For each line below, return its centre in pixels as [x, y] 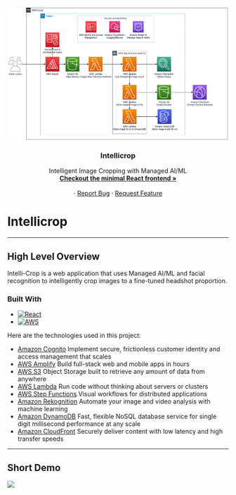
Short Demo [34, 468]
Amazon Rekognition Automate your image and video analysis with [114, 401]
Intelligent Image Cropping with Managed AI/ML [118, 171]
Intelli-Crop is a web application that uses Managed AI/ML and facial [106, 273]
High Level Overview [54, 256]
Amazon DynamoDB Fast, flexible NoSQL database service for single [117, 416]
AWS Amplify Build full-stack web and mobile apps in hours [103, 364]
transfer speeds [40, 439]
